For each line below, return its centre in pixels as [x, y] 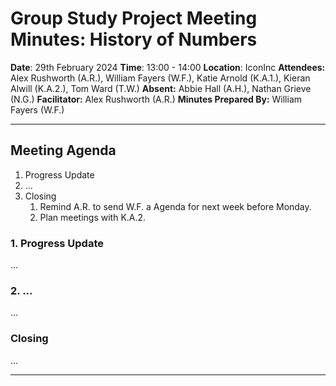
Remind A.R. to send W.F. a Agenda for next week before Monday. [175, 206]
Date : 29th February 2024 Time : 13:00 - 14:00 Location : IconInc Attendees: [168, 67]
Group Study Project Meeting [134, 18]
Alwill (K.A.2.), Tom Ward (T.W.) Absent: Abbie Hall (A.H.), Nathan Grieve [161, 88]
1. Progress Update [57, 243]
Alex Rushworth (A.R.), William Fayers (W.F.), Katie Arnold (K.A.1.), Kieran [160, 78]
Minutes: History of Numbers [134, 39]
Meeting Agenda [63, 150]
